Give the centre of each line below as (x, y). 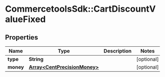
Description (118, 51)
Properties (22, 37)
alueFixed (25, 19)
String (36, 59)
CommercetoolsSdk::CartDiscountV (81, 9)
